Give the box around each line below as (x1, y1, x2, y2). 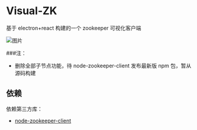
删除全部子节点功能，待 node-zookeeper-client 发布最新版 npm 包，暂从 (14, 62, 192, 69)
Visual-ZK (6, 4, 57, 18)
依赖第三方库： (6, 105, 43, 112)
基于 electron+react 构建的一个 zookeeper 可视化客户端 (6, 24, 141, 31)
